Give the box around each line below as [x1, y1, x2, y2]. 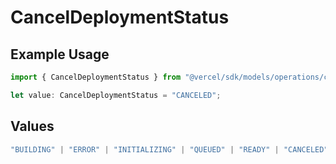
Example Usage [10, 46, 110, 63]
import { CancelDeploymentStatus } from [10, 72, 182, 82]
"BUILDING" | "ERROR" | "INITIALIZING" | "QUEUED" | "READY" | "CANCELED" [10, 144, 329, 155]
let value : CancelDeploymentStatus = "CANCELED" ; [10, 90, 222, 100]
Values [10, 118, 55, 135]
